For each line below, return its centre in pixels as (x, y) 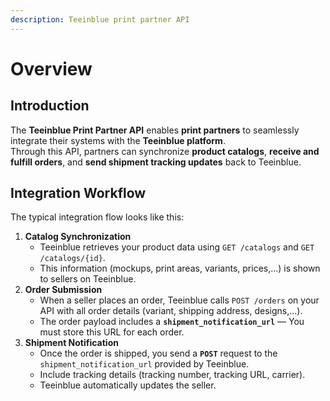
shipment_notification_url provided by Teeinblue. (144, 364)
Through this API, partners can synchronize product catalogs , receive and (165, 151)
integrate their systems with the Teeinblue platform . (118, 140)
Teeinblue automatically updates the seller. (128, 385)
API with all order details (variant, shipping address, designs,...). (171, 311)
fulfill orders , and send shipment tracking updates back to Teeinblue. (156, 162)
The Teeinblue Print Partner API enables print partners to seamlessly (155, 130)
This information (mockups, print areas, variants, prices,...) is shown (180, 268)
